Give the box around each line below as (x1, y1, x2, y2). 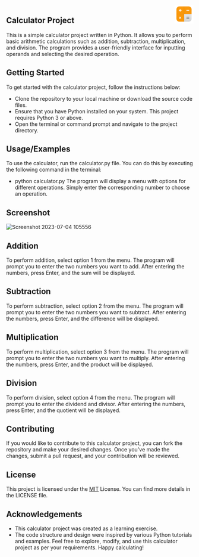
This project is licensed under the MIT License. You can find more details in (6, 485, 191, 493)
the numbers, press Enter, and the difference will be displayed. (6, 315, 159, 322)
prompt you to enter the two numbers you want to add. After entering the (6, 263, 185, 270)
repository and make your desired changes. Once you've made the (6, 446, 170, 453)
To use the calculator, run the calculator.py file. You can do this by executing (6, 160, 193, 167)
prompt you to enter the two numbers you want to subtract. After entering (6, 308, 187, 315)
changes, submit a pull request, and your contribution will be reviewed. (6, 452, 180, 460)
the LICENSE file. (6, 492, 48, 499)
